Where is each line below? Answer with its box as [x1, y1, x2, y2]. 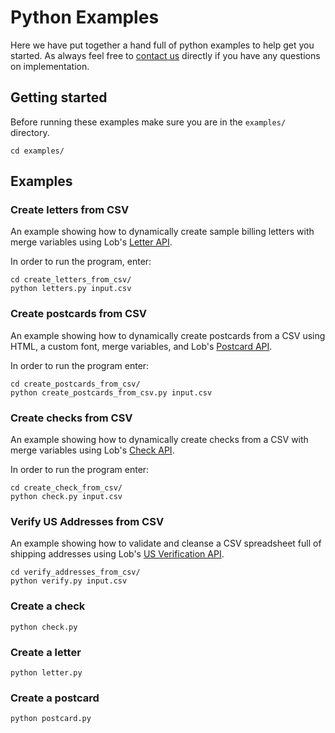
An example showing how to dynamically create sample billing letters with [10, 226, 315, 238]
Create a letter [10, 645, 82, 659]
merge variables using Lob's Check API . [10, 444, 175, 456]
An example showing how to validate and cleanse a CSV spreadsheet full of [10, 537, 322, 550]
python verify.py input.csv [10, 576, 128, 586]
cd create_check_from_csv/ [10, 483, 123, 493]
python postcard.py [10, 714, 92, 724]
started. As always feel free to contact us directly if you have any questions [10, 49, 321, 61]
